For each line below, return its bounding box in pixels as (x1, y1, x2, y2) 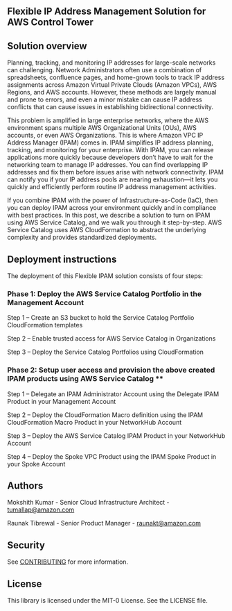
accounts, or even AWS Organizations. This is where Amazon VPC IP (7, 131, 204, 140)
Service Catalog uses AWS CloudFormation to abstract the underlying (7, 226, 206, 234)
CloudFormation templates (7, 321, 83, 329)
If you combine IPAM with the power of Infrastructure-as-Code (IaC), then (7, 196, 218, 204)
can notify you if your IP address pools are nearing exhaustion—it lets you (7, 175, 218, 184)
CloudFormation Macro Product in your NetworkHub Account (7, 418, 182, 426)
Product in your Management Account (7, 397, 116, 405)
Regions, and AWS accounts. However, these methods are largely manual (7, 88, 217, 97)
